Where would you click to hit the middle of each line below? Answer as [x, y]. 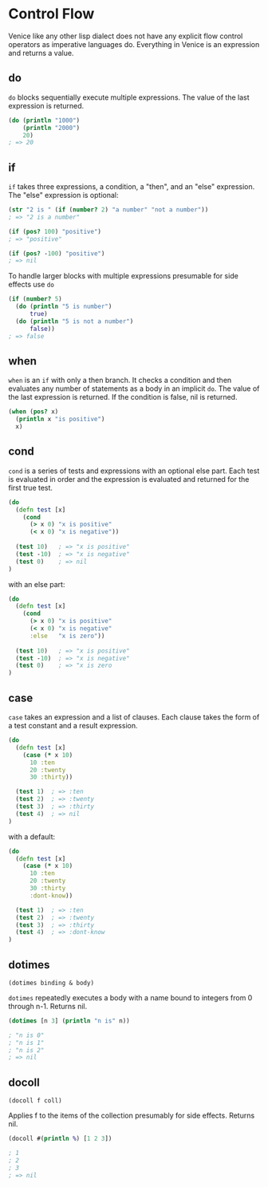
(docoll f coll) [35, 1101]
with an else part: [37, 584]
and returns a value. [41, 53]
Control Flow [51, 14]
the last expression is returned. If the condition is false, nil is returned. [123, 397]
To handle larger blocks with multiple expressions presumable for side [124, 276]
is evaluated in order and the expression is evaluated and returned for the [129, 479]
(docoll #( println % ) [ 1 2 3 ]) [60, 1139]
